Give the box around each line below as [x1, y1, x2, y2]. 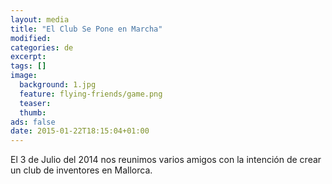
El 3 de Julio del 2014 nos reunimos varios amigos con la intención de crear [10, 154, 322, 166]
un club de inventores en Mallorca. [10, 164, 153, 176]
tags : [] [10, 61, 47, 71]
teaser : [19, 98, 52, 108]
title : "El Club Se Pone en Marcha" [10, 24, 163, 34]
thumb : [19, 107, 47, 118]
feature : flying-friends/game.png [19, 89, 163, 99]
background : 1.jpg [19, 80, 97, 90]
